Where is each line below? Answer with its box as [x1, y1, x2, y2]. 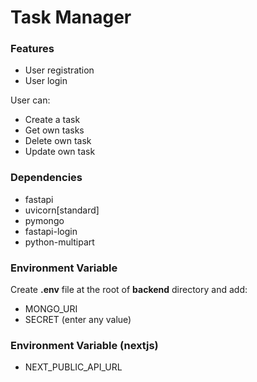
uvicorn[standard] [24, 204, 100, 216]
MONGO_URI [24, 303, 78, 315]
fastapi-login [24, 225, 78, 237]
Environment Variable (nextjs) [10, 339, 159, 352]
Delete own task [24, 135, 92, 147]
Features [10, 42, 55, 56]
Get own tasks [24, 124, 85, 136]
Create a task [24, 114, 81, 126]
